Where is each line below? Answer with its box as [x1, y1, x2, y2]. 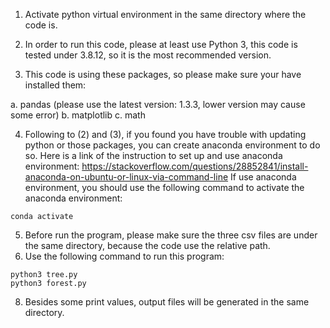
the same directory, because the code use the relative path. [24, 240, 271, 251]
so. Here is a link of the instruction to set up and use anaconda [24, 150, 283, 161]
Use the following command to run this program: [24, 250, 225, 262]
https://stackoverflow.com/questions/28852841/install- [81, 160, 309, 172]
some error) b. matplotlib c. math [10, 109, 146, 121]
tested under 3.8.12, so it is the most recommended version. [24, 49, 272, 61]
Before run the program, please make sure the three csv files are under [24, 229, 318, 241]
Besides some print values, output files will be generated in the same [24, 296, 310, 308]
